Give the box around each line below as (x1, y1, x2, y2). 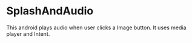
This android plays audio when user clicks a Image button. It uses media (6, 24, 187, 31)
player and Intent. (6, 30, 50, 37)
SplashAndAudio (6, 4, 94, 18)
